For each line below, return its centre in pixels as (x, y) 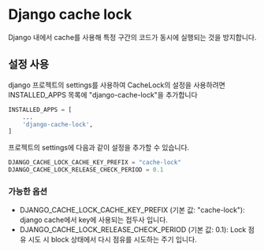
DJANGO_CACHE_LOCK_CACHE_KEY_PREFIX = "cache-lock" (95, 163)
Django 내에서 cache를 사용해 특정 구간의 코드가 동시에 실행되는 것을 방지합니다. (132, 37)
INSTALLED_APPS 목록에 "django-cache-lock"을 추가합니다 (103, 94)
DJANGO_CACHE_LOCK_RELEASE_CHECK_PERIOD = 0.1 (86, 170)
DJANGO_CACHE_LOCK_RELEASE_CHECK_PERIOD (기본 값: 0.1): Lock (133, 230)
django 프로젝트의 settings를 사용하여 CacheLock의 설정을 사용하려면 (117, 85)
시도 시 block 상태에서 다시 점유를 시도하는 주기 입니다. (112, 240)
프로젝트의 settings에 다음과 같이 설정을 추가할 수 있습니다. (99, 148)
